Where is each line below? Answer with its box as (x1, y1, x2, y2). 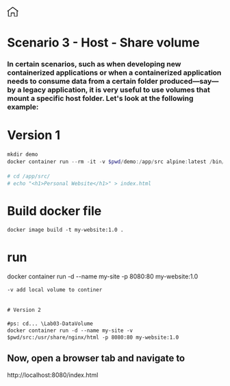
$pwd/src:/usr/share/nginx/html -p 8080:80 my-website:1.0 (7, 334, 179, 341)
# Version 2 (7, 306, 41, 314)
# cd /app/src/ (7, 173, 51, 180)
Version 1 (7, 128, 60, 143)
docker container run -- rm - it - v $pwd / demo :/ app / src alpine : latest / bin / (7, 158, 225, 165)
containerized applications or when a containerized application (7, 68, 222, 77)
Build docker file (7, 203, 102, 219)
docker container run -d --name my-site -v (7, 327, 133, 335)
